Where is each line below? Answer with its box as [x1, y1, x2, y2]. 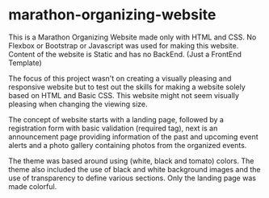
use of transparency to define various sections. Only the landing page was [8, 173, 257, 183]
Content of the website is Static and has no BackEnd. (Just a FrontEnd [8, 49, 242, 59]
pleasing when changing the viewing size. [8, 99, 148, 109]
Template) [8, 58, 42, 68]
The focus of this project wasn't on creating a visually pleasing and [8, 73, 232, 83]
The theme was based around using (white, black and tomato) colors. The [8, 155, 254, 166]
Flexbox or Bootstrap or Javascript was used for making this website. [8, 40, 239, 50]
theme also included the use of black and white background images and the [8, 164, 261, 174]
